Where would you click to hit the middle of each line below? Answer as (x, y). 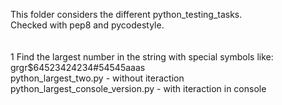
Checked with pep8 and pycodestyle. (87, 25)
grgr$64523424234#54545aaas (78, 67)
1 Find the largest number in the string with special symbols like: (142, 57)
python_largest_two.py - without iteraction (97, 78)
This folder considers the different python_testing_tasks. (126, 14)
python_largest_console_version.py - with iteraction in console (138, 88)
